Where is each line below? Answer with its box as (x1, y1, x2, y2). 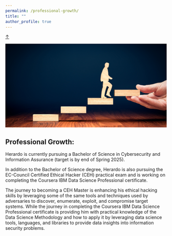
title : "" (5, 13, 27, 19)
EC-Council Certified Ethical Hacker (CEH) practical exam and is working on (5, 172, 165, 178)
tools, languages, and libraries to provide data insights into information (5, 220, 154, 226)
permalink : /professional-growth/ (5, 8, 79, 13)
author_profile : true (5, 19, 52, 24)
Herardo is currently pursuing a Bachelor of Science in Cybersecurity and (5, 151, 160, 157)
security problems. (5, 225, 45, 231)
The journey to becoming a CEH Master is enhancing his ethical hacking (5, 187, 158, 194)
